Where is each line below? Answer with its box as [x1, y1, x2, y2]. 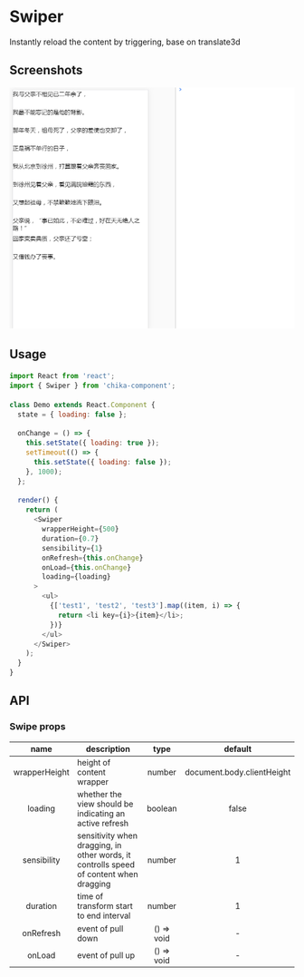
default [223, 744, 252, 755]
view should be [76, 798, 134, 809]
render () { [17, 496, 59, 505]
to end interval [76, 910, 131, 922]
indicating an [76, 807, 126, 818]
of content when [76, 869, 138, 880]
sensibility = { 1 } [42, 543, 103, 552]
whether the [76, 788, 122, 799]
